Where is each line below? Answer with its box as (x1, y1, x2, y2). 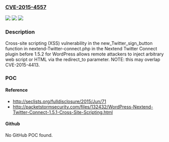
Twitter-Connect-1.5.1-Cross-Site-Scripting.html (12, 109, 113, 115)
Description (5, 29, 35, 36)
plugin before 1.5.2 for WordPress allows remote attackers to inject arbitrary (5, 51, 164, 57)
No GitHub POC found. (5, 132, 53, 138)
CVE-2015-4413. (5, 62, 40, 68)
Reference (5, 87, 28, 93)
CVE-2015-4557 (5, 4, 47, 11)
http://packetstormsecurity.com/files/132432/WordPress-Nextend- (12, 103, 154, 110)
